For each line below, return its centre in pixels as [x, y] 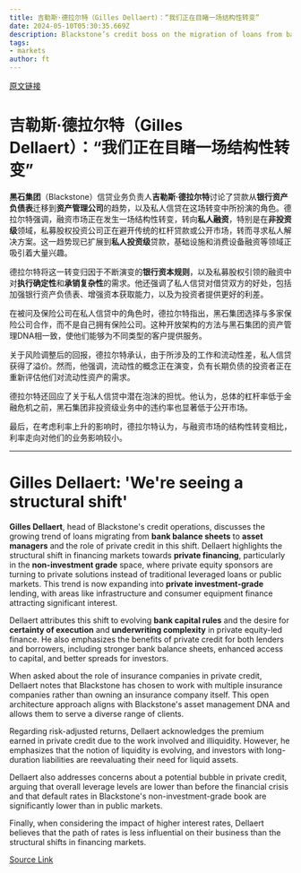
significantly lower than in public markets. [86, 805]
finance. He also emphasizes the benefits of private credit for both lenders [147, 639]
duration [25, 759]
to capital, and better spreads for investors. [89, 658]
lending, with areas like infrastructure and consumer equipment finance [141, 593]
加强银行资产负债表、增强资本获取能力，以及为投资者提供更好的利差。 [139, 294]
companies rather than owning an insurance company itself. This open [139, 695]
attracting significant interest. [64, 602]
